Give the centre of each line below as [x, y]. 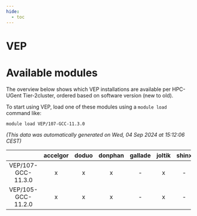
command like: [24, 113]
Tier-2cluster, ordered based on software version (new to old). [98, 95]
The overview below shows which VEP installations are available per [89, 89]
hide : [13, 11]
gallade [140, 155]
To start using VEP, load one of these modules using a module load [86, 107]
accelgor [56, 155]
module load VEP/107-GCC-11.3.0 [45, 124]
